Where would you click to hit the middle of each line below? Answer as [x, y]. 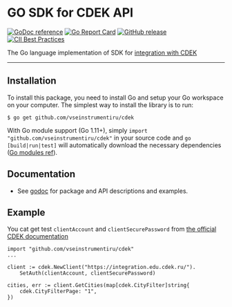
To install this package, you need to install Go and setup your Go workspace [115, 97]
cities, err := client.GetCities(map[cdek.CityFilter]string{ [98, 286]
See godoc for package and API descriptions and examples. [103, 191]
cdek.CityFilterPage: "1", [58, 292]
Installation [32, 81]
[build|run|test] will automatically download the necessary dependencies [114, 145]
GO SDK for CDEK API [70, 13]
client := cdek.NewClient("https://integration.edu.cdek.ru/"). [101, 268]
